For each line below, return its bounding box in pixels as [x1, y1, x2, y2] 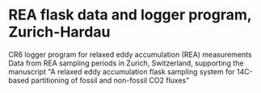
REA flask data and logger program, [8, 6, 252, 24]
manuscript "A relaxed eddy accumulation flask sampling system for [8, 66, 236, 76]
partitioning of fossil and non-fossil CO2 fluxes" [31, 75, 190, 85]
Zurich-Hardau [8, 23, 111, 41]
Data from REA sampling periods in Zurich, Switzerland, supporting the [8, 58, 244, 68]
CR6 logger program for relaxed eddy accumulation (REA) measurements [8, 49, 252, 59]
